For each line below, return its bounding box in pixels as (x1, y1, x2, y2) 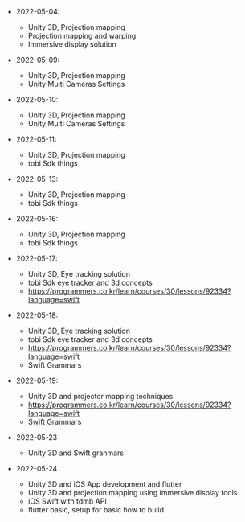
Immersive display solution (27, 39, 116, 49)
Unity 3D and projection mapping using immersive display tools (27, 488, 238, 497)
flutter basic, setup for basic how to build (27, 505, 165, 514)
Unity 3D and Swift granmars (27, 448, 125, 458)
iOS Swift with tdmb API (27, 496, 107, 506)
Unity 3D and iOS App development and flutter (27, 479, 182, 489)
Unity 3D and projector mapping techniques (27, 392, 174, 401)
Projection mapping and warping (27, 31, 137, 40)
